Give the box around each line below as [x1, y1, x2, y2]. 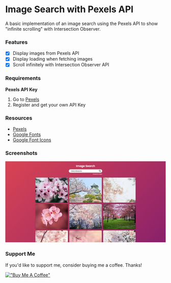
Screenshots [5, 149, 38, 157]
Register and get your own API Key [12, 101, 86, 108]
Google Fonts [12, 132, 41, 138]
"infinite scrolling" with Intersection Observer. [5, 25, 101, 32]
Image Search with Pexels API [5, 4, 134, 15]
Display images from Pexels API [12, 50, 79, 57]
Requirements [5, 75, 41, 82]
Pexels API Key [5, 86, 38, 92]
